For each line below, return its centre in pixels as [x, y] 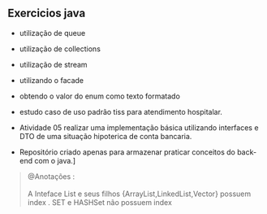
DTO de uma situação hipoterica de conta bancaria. [106, 136]
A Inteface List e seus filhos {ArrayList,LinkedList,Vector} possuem [139, 194]
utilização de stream [53, 64]
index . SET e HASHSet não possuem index [99, 202]
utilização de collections [60, 49]
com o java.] [55, 160]
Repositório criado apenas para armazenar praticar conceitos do [127, 152]
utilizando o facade [52, 80]
